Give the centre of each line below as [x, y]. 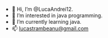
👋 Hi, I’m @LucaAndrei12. [42, 9]
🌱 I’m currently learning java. [46, 22]
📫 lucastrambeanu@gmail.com [50, 28]
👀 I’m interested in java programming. [57, 15]
